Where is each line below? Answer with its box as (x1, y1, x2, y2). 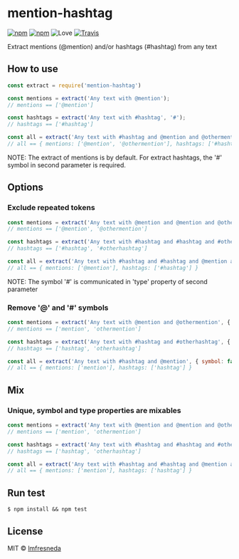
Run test (7, 486, 46, 499)
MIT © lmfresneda (7, 543, 62, 553)
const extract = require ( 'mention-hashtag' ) (7, 82, 142, 89)
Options (7, 182, 44, 194)
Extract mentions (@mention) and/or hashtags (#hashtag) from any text (7, 42, 218, 51)
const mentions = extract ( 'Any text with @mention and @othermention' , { (7, 319, 231, 326)
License (7, 525, 43, 537)
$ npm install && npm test (7, 506, 87, 513)
